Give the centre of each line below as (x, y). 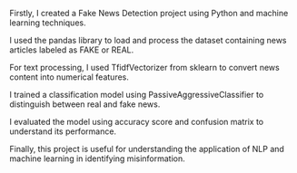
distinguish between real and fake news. (85, 104)
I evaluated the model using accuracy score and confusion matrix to (137, 122)
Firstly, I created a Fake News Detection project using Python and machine (149, 13)
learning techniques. (48, 23)
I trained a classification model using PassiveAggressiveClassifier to (137, 95)
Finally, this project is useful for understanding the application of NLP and (147, 149)
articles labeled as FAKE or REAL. (72, 50)
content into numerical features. (69, 77)
